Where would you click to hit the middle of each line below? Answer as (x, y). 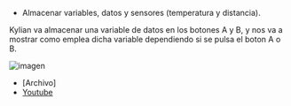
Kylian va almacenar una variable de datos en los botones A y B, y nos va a (146, 30)
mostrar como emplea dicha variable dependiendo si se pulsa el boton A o (145, 39)
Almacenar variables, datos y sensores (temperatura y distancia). (141, 13)
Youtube (37, 92)
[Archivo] (39, 83)
